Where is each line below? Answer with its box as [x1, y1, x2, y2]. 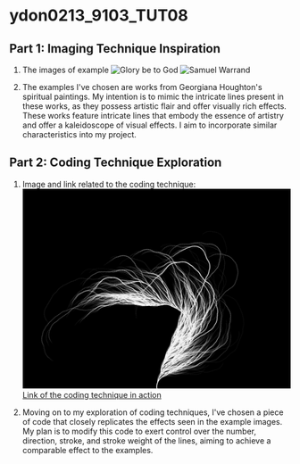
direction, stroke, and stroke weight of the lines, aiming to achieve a [21, 435, 271, 446]
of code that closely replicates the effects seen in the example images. [21, 417, 283, 427]
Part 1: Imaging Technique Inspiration [9, 41, 221, 56]
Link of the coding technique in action [21, 390, 162, 401]
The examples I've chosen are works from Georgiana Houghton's [21, 82, 262, 92]
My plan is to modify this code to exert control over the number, [21, 426, 257, 437]
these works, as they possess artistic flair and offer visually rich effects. [21, 101, 287, 112]
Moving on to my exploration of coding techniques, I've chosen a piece [21, 407, 284, 418]
